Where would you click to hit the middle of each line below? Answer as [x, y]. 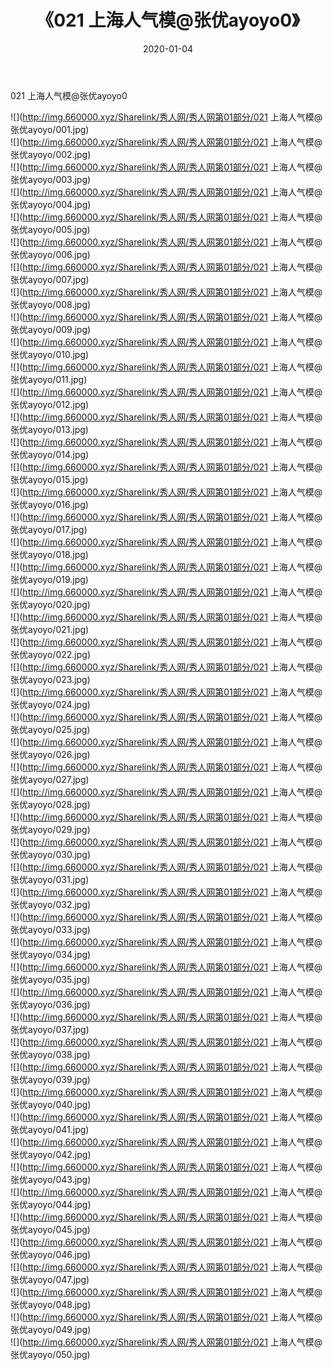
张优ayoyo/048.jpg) [51, 1304]
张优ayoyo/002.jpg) [51, 154]
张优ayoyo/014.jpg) [50, 454]
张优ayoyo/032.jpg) [51, 904]
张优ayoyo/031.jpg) [50, 879]
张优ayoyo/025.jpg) [50, 729]
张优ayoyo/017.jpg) [49, 529]
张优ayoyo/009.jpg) [51, 329]
